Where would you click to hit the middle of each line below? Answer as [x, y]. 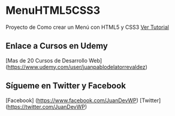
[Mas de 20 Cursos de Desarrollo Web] [54, 60]
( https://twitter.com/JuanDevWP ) [46, 106]
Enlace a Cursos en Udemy [57, 46]
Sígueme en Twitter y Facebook [66, 86]
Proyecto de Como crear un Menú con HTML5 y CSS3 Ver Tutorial [87, 27]
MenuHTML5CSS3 [53, 11]
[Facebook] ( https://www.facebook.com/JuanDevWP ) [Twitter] [83, 100]
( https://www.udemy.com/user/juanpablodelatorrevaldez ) [77, 67]
